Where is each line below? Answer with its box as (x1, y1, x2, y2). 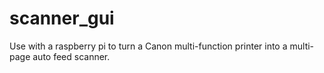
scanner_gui (9, 7, 115, 30)
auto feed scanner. (32, 50, 111, 62)
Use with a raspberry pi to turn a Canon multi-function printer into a (9, 40, 288, 52)
